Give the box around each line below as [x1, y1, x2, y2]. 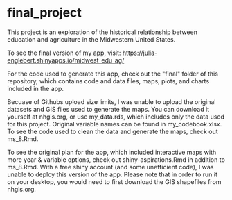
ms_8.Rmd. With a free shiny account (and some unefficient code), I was [7, 162, 214, 171]
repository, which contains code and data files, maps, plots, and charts [7, 76, 210, 85]
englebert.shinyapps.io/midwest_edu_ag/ [7, 56, 125, 64]
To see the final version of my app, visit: [7, 49, 121, 57]
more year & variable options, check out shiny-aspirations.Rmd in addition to [7, 155, 225, 164]
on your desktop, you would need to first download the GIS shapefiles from [7, 177, 222, 185]
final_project [7, 5, 82, 21]
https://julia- [122, 49, 158, 57]
